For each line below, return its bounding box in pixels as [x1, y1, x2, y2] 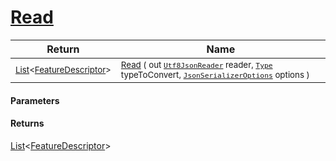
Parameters [10, 94, 60, 106]
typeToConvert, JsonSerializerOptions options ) [120, 69, 310, 80]
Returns [10, 117, 45, 130]
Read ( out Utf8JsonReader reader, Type [120, 59, 273, 70]
